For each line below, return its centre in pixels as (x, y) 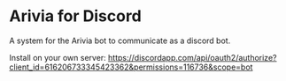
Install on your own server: (58, 57)
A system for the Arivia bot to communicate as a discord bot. (120, 40)
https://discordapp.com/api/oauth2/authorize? (192, 57)
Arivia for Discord (75, 16)
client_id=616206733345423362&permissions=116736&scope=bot (131, 67)
